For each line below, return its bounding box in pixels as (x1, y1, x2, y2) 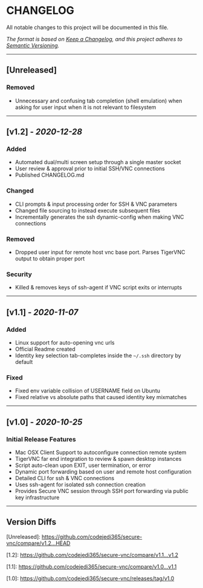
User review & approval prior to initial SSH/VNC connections (14, 165, 165, 173)
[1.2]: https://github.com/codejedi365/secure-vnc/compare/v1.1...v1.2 (6, 551, 179, 558)
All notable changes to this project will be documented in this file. (6, 24, 169, 31)
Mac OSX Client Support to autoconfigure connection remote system (14, 449, 187, 456)
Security (6, 270, 32, 279)
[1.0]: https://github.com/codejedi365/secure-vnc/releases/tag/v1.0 (6, 575, 175, 582)
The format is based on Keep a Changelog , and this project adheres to (6, 35, 183, 42)
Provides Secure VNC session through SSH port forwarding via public (14, 487, 189, 494)
